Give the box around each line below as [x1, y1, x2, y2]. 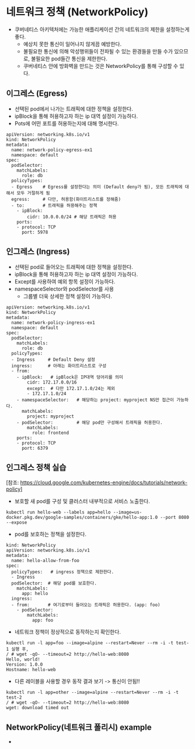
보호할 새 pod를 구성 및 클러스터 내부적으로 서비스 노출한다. [14, 498, 150, 505]
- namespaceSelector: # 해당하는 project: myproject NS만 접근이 [16, 396, 174, 403]
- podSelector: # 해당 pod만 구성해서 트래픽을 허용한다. [16, 419, 163, 425]
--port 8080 [160, 515, 190, 521]
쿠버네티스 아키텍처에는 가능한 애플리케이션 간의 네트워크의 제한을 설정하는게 [14, 26, 190, 33]
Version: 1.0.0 [6, 662, 43, 668]
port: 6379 [21, 445, 48, 451]
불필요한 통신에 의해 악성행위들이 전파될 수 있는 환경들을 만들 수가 [23, 47, 173, 54]
